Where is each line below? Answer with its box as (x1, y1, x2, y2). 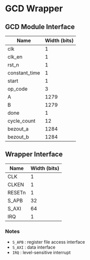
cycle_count (7, 118, 36, 124)
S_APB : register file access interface (12, 239, 85, 245)
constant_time (7, 69, 40, 76)
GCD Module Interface (5, 23, 75, 31)
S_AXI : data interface (12, 244, 56, 250)
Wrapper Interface (5, 150, 63, 159)
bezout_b (7, 133, 30, 140)
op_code (7, 86, 28, 92)
